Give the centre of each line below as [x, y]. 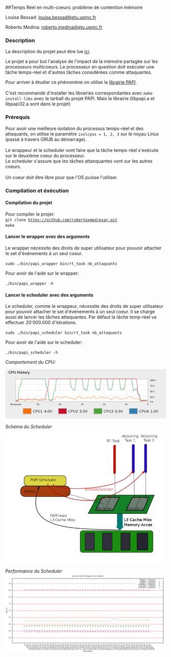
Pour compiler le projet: [30, 214]
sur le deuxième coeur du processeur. [45, 155]
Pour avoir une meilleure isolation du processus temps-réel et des [75, 128]
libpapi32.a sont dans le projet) [38, 104]
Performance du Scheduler [34, 571]
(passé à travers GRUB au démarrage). [46, 139]
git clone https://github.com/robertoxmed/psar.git [61, 220]
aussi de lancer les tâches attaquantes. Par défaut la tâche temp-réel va [81, 317]
